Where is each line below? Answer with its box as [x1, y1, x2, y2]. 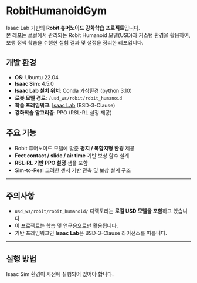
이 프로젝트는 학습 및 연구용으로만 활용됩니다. [14, 222, 118, 230]
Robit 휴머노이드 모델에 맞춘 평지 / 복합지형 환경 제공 [14, 144, 135, 151]
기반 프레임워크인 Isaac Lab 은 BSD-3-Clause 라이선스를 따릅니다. [14, 230, 167, 237]
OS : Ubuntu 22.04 [14, 73, 59, 80]
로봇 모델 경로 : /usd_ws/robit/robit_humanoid [14, 94, 123, 101]
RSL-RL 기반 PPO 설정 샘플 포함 [14, 159, 88, 166]
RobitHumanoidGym [6, 4, 107, 18]
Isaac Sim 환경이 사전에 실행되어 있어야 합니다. [6, 271, 114, 278]
